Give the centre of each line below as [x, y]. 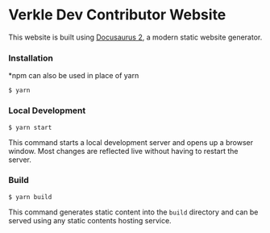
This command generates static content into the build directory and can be [133, 212]
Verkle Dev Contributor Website [117, 15]
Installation [31, 58]
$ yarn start [30, 127]
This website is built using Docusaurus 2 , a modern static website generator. [135, 37]
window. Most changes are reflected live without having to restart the [123, 151]
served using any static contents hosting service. [90, 220]
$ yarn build [30, 197]
